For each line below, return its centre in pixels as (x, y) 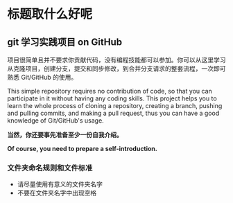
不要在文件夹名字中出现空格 (57, 193)
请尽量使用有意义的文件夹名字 (60, 184)
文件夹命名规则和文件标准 (50, 168)
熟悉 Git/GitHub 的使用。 (42, 77)
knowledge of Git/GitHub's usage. (55, 121)
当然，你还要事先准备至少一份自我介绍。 (65, 135)
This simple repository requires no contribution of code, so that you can (110, 91)
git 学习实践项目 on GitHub (65, 42)
